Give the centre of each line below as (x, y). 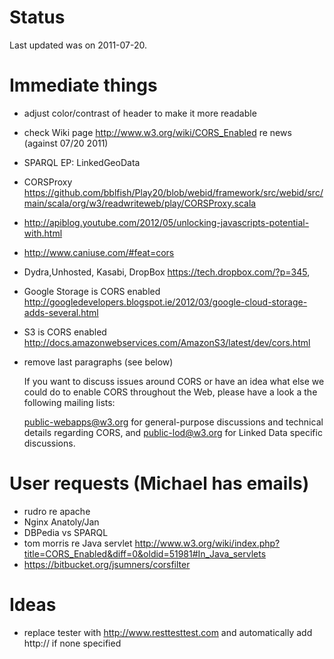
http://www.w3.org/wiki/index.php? (207, 543)
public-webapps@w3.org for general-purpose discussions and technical (173, 422)
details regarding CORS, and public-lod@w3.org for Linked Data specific (173, 432)
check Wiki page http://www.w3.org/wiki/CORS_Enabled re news (157, 132)
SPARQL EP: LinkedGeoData (82, 162)
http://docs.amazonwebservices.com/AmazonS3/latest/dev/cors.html (167, 342)
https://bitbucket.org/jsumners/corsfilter (107, 564)
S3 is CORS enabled (65, 332)
